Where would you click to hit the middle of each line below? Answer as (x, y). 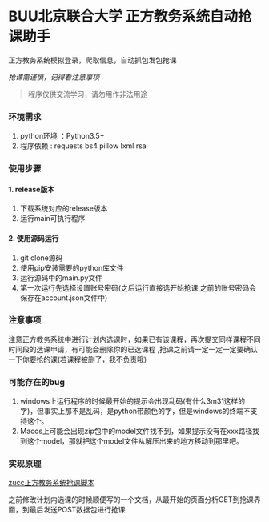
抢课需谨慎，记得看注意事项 (54, 77)
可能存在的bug (37, 382)
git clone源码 (41, 258)
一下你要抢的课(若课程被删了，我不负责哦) (78, 359)
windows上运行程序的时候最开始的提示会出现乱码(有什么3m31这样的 (132, 401)
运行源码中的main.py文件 (61, 278)
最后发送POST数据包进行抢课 (77, 510)
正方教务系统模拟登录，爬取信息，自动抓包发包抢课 (92, 60)
